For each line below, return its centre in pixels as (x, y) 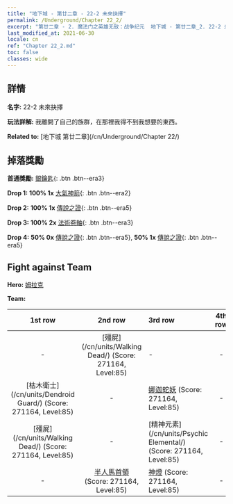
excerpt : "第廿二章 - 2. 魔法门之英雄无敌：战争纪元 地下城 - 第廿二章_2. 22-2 (114, 26)
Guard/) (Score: (43, 403)
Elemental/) (167, 442)
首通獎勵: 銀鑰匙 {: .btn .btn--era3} (56, 179)
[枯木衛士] (43, 385)
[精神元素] (165, 425)
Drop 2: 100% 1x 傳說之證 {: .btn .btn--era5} (70, 208)
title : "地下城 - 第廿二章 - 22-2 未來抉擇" (67, 14)
